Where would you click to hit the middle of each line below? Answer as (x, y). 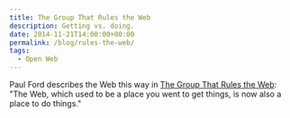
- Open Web (38, 59)
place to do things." (45, 103)
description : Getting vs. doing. (72, 26)
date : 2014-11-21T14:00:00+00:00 (72, 34)
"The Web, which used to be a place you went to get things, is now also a (145, 94)
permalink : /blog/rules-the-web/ (72, 42)
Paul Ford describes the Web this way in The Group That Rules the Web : (143, 84)
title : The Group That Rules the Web (80, 17)
